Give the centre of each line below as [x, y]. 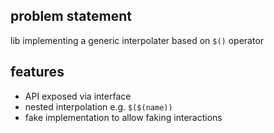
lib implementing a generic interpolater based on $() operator [137, 40]
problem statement [71, 16]
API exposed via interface [78, 96]
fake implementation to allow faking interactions [123, 117]
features [37, 72]
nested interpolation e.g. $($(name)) [98, 106]
